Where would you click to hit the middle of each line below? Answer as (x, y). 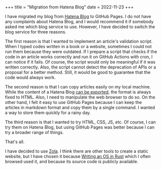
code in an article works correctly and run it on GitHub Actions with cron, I (79, 57)
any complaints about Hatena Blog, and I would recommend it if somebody (79, 22)
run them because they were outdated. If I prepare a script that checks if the (81, 51)
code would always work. (30, 77)
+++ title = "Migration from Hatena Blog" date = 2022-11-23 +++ (69, 7)
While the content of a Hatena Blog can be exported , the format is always (78, 92)
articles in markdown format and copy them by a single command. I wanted (80, 107)
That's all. (15, 142)
